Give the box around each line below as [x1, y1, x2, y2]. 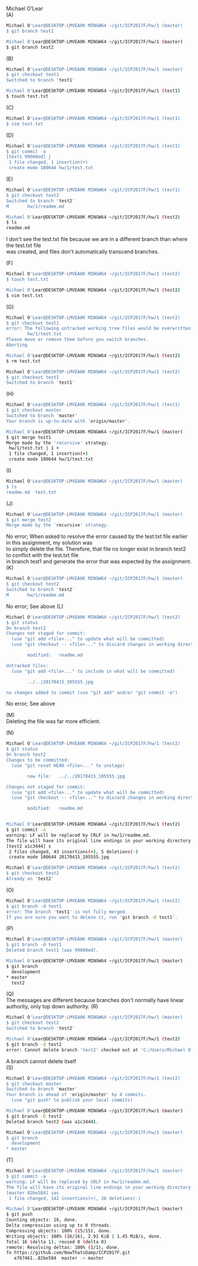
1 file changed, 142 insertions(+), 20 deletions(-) [8, 1195, 141, 1201]
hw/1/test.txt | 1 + [8, 445, 60, 451]
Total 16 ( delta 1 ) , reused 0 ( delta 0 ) [6, 1239, 107, 1245]
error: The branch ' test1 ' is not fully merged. [6, 909, 128, 915]
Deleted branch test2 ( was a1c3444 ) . [6, 1119, 99, 1125]
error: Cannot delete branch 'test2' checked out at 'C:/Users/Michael [6, 1047, 186, 1053]
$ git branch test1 [6, 28, 54, 34]
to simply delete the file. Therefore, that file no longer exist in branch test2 [6, 545, 187, 553]
